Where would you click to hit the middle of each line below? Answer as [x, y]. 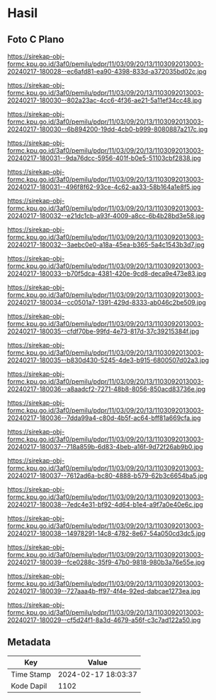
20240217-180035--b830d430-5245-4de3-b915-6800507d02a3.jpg [108, 360]
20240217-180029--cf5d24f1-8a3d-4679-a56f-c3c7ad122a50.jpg [104, 620]
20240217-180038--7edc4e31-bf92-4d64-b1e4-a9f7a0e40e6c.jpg [105, 505]
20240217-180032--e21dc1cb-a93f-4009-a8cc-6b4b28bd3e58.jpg [106, 216]
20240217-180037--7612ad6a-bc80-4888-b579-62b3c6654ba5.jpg [107, 475]
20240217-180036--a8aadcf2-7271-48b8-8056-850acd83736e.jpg [107, 389]
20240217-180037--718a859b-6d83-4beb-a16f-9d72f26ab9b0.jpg [105, 447]
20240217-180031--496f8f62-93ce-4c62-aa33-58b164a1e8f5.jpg [104, 187]
